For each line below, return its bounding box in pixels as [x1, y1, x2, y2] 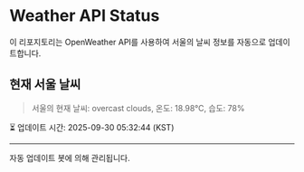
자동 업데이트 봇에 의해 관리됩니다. [9, 152, 130, 163]
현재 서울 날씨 [9, 77, 81, 92]
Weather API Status [9, 5, 160, 26]
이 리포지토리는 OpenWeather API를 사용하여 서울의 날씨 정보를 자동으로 [9, 36, 267, 47]
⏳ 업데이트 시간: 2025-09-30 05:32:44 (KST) [9, 121, 175, 132]
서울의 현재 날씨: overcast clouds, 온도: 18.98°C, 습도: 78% [31, 102, 245, 113]
